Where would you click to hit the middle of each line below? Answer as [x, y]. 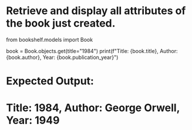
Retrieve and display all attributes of [96, 11]
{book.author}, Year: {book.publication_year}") [62, 57]
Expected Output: [50, 81]
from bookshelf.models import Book [49, 39]
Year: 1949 [33, 120]
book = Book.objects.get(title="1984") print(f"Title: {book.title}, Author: [92, 51]
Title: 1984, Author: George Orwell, [93, 108]
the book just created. [61, 23]
